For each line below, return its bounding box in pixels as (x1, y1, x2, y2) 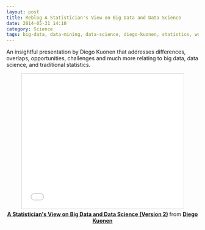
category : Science (6, 26, 53, 32)
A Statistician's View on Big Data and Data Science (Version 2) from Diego (7, 211, 198, 218)
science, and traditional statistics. (6, 61, 91, 69)
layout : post (6, 9, 40, 15)
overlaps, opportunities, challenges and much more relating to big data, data (6, 55, 198, 62)
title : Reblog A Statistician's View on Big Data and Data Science (6, 15, 182, 21)
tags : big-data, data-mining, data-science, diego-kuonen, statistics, (6, 32, 192, 38)
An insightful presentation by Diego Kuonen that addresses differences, (6, 48, 186, 55)
